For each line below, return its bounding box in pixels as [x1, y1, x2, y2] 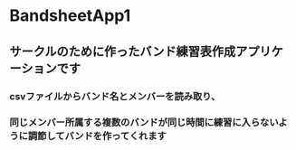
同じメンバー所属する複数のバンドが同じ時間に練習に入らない [9, 117, 279, 129]
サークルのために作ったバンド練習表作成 [9, 43, 236, 59]
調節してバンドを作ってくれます [27, 130, 167, 143]
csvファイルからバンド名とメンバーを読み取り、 [9, 89, 221, 102]
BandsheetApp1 [9, 5, 131, 26]
